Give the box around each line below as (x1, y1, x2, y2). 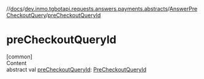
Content (6, 59, 27, 66)
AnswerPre (169, 5, 198, 12)
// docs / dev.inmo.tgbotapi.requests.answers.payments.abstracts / (6, 5, 170, 12)
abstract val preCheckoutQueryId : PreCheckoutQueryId (6, 66, 147, 73)
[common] (6, 53, 32, 60)
